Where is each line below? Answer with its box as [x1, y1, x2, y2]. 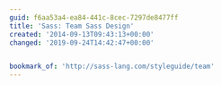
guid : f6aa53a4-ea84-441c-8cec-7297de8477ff [9, 13, 179, 22]
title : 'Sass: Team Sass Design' [9, 21, 135, 30]
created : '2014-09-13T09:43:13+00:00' [9, 30, 155, 38]
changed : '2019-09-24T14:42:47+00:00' [9, 38, 155, 47]
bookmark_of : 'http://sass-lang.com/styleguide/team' [9, 62, 216, 72]
